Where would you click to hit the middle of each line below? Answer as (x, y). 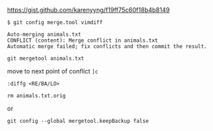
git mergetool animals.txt (46, 58)
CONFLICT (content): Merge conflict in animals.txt (82, 40)
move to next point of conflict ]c (53, 71)
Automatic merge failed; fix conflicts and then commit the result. (107, 47)
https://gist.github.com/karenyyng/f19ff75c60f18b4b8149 (89, 10)
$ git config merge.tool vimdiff (55, 23)
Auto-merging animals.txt (44, 34)
